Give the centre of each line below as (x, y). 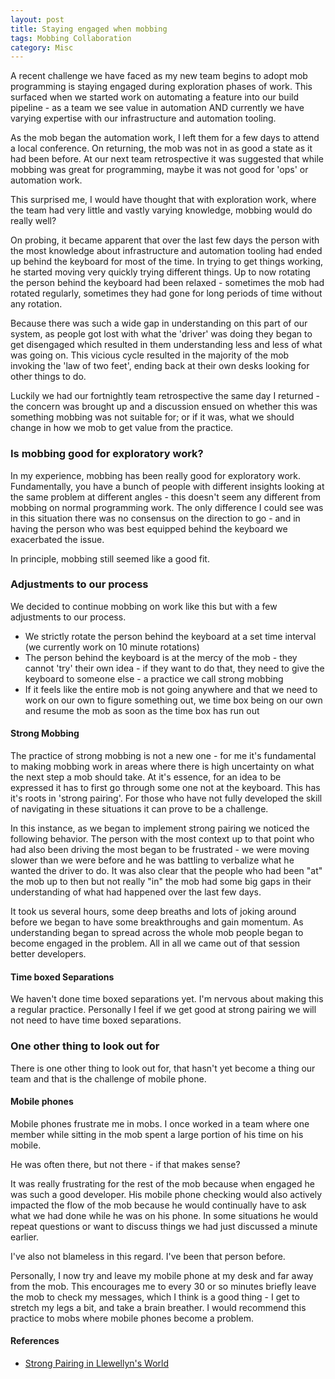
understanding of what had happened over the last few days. (136, 892)
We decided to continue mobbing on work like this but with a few (144, 606)
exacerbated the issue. (57, 539)
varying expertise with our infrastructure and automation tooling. (143, 118)
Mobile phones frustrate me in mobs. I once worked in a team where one (160, 1123)
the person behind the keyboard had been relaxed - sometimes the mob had (167, 283)
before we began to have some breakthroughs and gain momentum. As (157, 922)
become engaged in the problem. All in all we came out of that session (155, 943)
